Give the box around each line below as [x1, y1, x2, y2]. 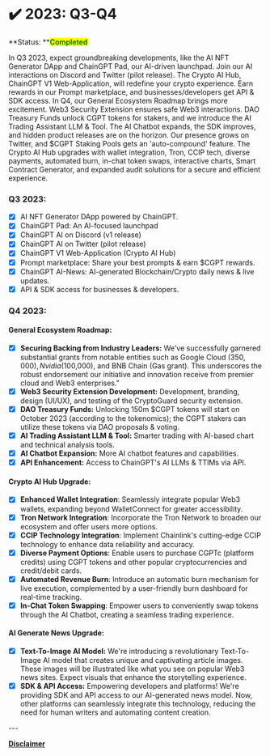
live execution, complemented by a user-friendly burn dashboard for [19, 583, 248, 593]
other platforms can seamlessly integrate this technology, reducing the [19, 699, 256, 709]
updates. [19, 275, 50, 286]
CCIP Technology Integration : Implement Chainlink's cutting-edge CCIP [19, 530, 261, 540]
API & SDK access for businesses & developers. [19, 284, 179, 294]
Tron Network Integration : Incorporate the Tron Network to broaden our [19, 512, 262, 522]
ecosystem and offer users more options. [19, 521, 158, 531]
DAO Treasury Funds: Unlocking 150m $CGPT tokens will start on [19, 404, 240, 414]
